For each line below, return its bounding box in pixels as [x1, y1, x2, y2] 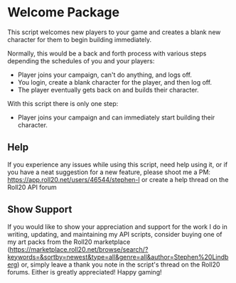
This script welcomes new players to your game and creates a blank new [7, 28, 221, 36]
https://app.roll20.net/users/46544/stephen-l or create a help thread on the [7, 175, 229, 183]
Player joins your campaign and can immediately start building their [17, 113, 215, 122]
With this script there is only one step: [7, 99, 119, 107]
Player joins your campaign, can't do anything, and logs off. [17, 70, 192, 79]
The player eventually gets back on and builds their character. [17, 85, 199, 94]
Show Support [7, 203, 73, 215]
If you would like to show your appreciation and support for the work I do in [7, 222, 227, 231]
